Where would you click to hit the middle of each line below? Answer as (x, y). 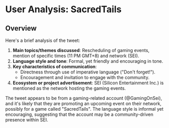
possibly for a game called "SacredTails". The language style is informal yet (84, 109)
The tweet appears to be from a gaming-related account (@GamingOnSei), (84, 98)
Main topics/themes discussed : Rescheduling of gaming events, (81, 50)
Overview (21, 28)
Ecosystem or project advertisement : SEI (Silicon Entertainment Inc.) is (88, 83)
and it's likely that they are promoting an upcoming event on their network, (83, 104)
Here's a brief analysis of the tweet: (43, 40)
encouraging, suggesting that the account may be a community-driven (79, 114)
